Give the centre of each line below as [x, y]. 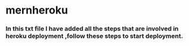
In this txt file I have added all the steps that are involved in [92, 29]
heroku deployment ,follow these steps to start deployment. [94, 36]
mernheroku [37, 10]
